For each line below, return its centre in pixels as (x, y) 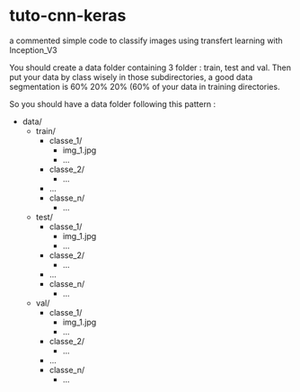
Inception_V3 (33, 49)
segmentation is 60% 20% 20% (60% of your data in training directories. (145, 86)
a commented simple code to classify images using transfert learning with (146, 40)
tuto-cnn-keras (68, 16)
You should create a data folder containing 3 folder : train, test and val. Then (150, 67)
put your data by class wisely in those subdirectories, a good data (131, 76)
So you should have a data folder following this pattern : (113, 103)
